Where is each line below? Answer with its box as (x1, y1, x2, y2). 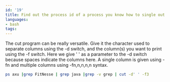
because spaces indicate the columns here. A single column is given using (5, 57, 162, 63)
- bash (5, 21, 19, 27)
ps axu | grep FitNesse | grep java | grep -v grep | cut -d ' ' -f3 (5, 72, 149, 77)
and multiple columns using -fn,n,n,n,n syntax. (11, 62, 108, 68)
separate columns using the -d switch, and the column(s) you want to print (5, 46, 162, 52)
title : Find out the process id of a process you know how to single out (5, 12, 165, 17)
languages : (5, 17, 29, 22)
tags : (5, 26, 17, 32)
